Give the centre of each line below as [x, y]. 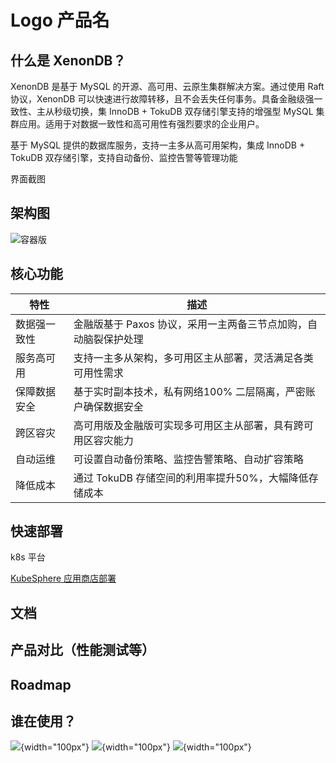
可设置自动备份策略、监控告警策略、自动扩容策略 [188, 459]
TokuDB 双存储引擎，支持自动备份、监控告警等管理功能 [124, 157]
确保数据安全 [113, 406]
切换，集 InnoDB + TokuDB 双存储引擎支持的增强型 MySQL [192, 111]
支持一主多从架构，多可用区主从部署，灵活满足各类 [193, 358]
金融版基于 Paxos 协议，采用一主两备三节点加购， [190, 324]
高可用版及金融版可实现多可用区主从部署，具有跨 [188, 425]
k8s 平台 [28, 557]
